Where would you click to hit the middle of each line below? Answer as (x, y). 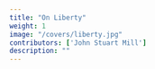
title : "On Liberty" (48, 17)
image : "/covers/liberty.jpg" (66, 34)
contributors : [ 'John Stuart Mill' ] (78, 43)
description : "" (40, 51)
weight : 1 (28, 26)
